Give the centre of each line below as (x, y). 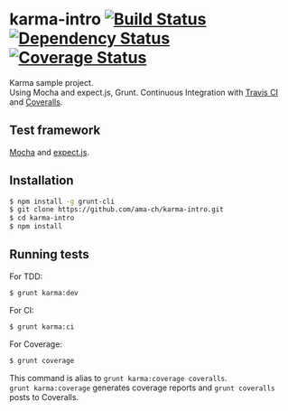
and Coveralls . (36, 102)
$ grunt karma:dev (44, 293)
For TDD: (26, 276)
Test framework (55, 131)
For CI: (22, 310)
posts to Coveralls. (44, 397)
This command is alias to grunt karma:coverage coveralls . (118, 378)
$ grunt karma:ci (42, 327)
